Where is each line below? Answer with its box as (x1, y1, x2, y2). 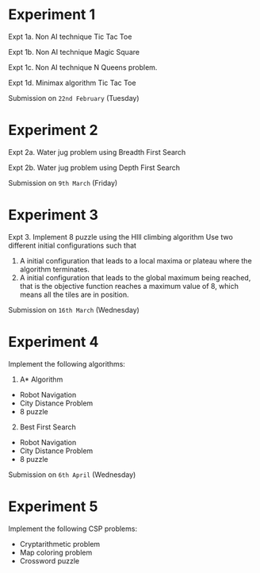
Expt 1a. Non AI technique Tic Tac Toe (8, 32, 132, 41)
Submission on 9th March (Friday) (8, 178, 118, 187)
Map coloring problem (19, 548, 93, 557)
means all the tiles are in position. (19, 290, 129, 299)
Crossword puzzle (19, 556, 80, 565)
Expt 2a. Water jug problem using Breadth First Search (8, 147, 186, 156)
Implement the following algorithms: (8, 359, 125, 368)
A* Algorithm (19, 375, 63, 384)
